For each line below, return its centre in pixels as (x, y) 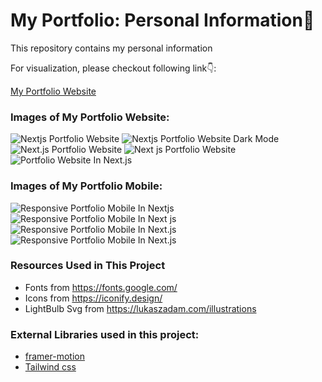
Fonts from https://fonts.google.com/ (101, 287)
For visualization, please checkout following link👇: (113, 68)
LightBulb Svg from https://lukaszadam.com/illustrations (140, 308)
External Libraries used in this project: (105, 334)
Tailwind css (50, 367)
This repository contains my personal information (111, 48)
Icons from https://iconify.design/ (93, 298)
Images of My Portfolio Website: (90, 117)
